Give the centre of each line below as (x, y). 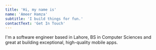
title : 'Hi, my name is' (31, 10)
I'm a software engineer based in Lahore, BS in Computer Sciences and (78, 37)
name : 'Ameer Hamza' (27, 14)
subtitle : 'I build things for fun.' (44, 19)
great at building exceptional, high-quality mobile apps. (62, 43)
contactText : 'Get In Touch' (35, 23)
